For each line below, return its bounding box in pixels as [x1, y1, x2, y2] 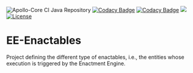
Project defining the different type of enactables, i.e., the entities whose [6, 53, 185, 60]
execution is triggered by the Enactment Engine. [6, 60, 125, 67]
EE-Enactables [6, 34, 81, 47]
